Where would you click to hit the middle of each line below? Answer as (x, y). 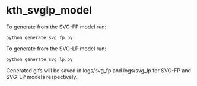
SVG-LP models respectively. (42, 77)
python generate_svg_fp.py (39, 37)
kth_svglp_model (49, 10)
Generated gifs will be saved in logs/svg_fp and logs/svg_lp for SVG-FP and (99, 70)
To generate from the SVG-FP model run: (56, 27)
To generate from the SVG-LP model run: (56, 49)
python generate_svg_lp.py (39, 59)
